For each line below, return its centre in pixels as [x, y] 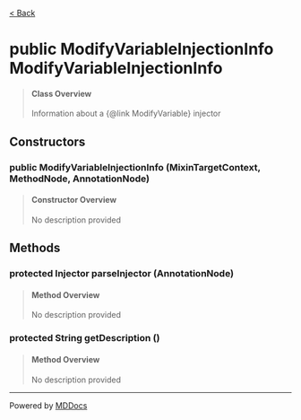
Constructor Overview [74, 200]
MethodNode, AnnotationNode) [80, 179]
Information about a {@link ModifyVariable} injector [126, 114]
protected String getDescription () [85, 338]
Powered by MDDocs [48, 405]
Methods [35, 248]
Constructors [47, 141]
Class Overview [61, 93]
